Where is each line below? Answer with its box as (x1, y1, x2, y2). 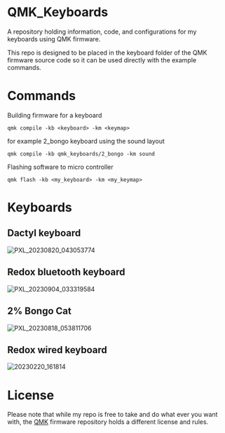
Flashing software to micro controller (7, 163, 114, 171)
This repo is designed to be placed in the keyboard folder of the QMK (7, 48, 207, 57)
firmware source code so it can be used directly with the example (7, 55, 197, 64)
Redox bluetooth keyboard (7, 266, 125, 278)
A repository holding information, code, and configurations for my (7, 27, 197, 36)
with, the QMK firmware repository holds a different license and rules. (7, 418, 209, 426)
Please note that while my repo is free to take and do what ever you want (7, 411, 218, 419)
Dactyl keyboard (7, 227, 81, 239)
